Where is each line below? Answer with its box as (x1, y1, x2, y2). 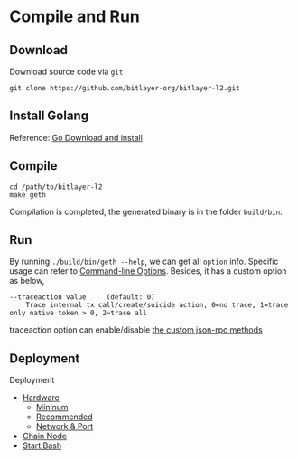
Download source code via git (9, 66, 124, 77)
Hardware (22, 392, 60, 403)
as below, (9, 276, 45, 286)
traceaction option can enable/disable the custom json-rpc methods (9, 324, 264, 335)
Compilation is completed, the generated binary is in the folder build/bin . (9, 206, 283, 217)
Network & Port (35, 421, 94, 432)
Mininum (35, 402, 70, 413)
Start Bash (22, 440, 61, 451)
